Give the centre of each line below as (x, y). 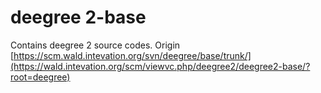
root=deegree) (40, 77)
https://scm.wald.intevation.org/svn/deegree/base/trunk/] (132, 55)
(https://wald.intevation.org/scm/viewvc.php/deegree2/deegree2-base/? (160, 66)
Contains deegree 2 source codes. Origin (95, 45)
